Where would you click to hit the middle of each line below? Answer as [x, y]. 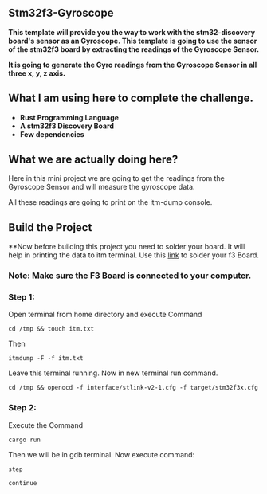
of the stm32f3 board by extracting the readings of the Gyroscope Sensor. [134, 49]
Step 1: [22, 297]
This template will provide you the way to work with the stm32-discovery [132, 32]
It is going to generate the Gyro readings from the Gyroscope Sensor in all [133, 65]
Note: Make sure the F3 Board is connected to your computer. [130, 276]
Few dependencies [52, 134]
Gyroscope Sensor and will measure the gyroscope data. [102, 187]
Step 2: [23, 408]
